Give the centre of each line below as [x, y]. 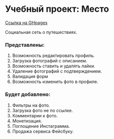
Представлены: [25, 45]
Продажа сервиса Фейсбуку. [43, 131]
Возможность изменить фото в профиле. [55, 82]
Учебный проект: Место [57, 9]
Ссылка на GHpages [26, 23]
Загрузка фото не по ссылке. [43, 110]
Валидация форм [30, 77]
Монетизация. [27, 121]
